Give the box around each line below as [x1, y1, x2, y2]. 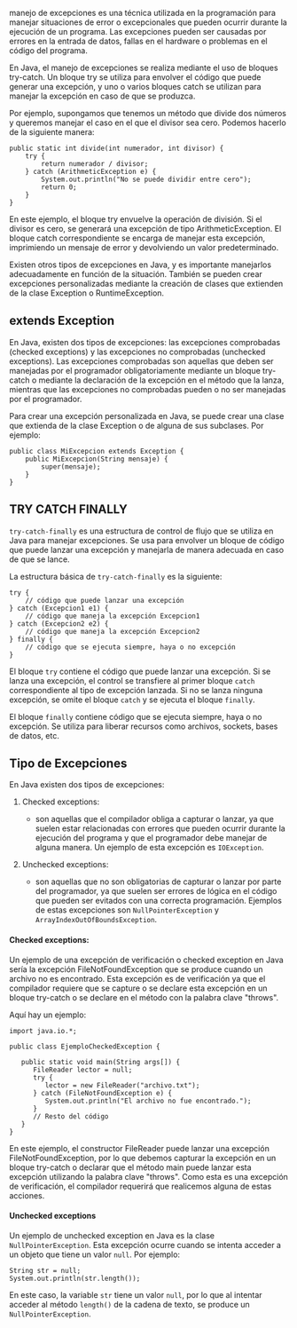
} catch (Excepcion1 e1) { [9, 604, 109, 613]
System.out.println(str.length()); [9, 1274, 141, 1283]
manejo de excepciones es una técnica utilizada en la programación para [9, 8, 277, 18]
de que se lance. [9, 554, 70, 565]
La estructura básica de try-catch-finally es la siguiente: [9, 571, 223, 581]
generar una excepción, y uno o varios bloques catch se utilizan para [9, 82, 262, 91]
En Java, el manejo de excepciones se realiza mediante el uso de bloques [9, 62, 278, 73]
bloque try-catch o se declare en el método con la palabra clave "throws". [9, 992, 279, 1002]
